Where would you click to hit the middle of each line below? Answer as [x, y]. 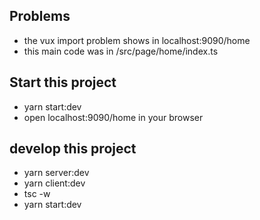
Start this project [63, 82]
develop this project [73, 149]
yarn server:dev [56, 173]
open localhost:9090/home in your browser [113, 117]
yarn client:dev [54, 183]
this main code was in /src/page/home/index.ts [121, 51]
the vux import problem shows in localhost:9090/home [137, 40]
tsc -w [37, 194]
